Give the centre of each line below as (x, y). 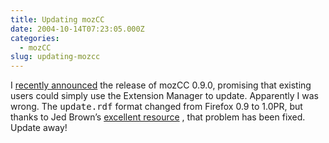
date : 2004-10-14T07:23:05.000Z (77, 29)
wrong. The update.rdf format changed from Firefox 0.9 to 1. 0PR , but (156, 107)
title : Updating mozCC (57, 19)
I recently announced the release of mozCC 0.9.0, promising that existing (161, 85)
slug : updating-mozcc (55, 57)
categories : (35, 38)
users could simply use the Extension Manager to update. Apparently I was (164, 96)
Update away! (39, 128)
